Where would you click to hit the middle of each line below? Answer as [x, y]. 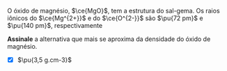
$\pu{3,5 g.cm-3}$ [44, 60]
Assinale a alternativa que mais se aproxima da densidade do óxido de [109, 39]
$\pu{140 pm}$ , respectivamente [55, 25]
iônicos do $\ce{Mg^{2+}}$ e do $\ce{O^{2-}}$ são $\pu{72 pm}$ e [105, 18]
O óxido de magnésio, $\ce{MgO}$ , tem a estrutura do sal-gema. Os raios [114, 11]
